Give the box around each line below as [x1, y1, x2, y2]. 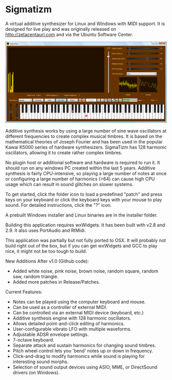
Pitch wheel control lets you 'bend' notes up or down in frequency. [12, 347, 154, 354]
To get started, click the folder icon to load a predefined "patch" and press [5, 191, 163, 197]
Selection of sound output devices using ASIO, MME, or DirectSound [12, 364, 158, 370]
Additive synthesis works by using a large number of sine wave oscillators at [5, 128, 167, 134]
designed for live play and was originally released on [5, 26, 117, 32]
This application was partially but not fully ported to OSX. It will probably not [5, 237, 166, 243]
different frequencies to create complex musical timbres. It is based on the [5, 133, 163, 139]
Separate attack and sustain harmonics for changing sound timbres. [12, 342, 156, 348]
